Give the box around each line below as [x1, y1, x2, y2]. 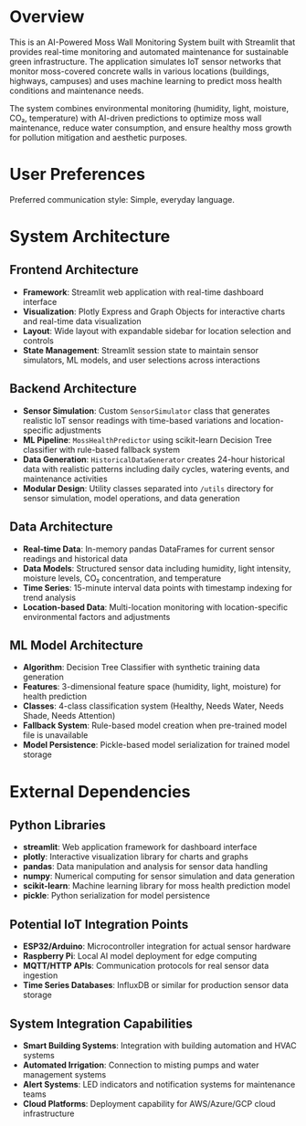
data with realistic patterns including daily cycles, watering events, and [22, 463, 290, 474]
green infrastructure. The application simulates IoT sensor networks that [9, 56, 281, 67]
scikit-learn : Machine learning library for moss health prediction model [22, 880, 290, 891]
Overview [9, 6, 85, 27]
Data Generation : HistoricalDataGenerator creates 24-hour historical [22, 454, 286, 465]
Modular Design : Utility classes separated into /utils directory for [22, 482, 274, 494]
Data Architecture [9, 519, 113, 535]
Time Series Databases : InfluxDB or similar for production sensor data [22, 980, 290, 991]
